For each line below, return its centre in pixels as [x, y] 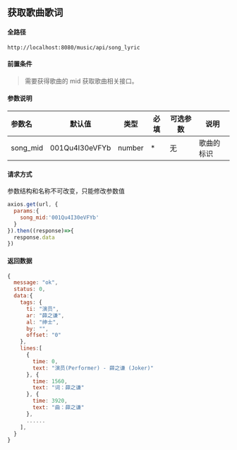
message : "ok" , [36, 283]
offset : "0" [43, 335]
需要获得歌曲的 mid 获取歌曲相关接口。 [81, 81]
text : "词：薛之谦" [59, 388]
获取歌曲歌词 [35, 13]
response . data [34, 237]
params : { [26, 211]
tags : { [31, 302]
